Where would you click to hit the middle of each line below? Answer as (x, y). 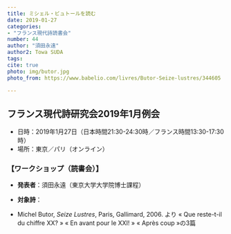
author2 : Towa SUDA (35, 53)
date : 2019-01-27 (32, 20)
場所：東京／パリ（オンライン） (63, 149)
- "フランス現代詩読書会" (39, 33)
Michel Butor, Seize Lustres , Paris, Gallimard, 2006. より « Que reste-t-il (120, 215)
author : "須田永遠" (33, 46)
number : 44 (23, 39)
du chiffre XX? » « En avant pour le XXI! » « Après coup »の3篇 (107, 223)
